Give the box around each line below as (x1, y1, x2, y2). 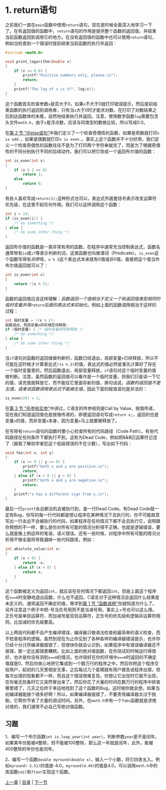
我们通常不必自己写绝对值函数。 (22, 704, 87, 709)
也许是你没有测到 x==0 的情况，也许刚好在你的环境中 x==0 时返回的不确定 (13, 654, 157, 660)
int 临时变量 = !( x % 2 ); (5, 318, 56, 323)
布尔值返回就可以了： (5, 262, 48, 268)
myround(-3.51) (9, 764, 41, 769)
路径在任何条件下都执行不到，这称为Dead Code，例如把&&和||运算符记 (9, 434, 153, 440)
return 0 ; (23, 181, 43, 186)
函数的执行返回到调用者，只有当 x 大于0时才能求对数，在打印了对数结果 (9, 107, 153, 113)
